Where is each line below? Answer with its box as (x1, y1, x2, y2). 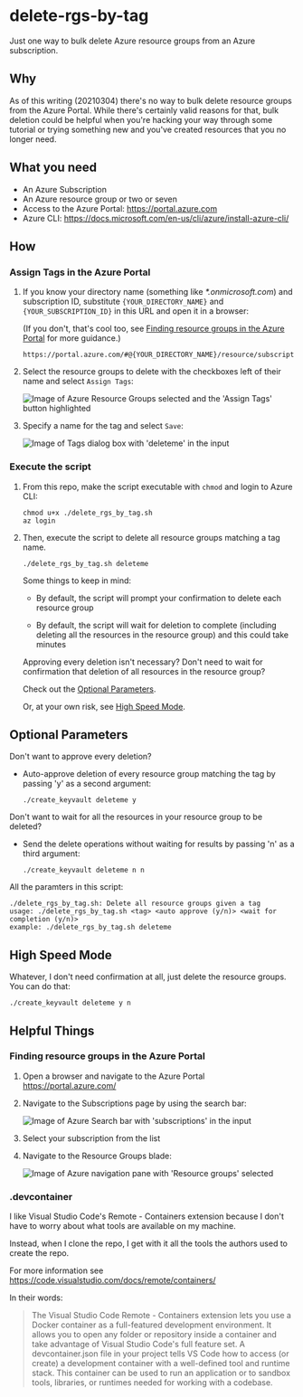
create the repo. (9, 1248, 70, 1259)
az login (22, 516, 56, 525)
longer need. (9, 133, 57, 145)
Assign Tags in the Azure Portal (9, 266, 151, 278)
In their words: (9, 1292, 63, 1303)
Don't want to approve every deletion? (9, 751, 152, 762)
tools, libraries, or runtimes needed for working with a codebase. (31, 1377, 273, 1388)
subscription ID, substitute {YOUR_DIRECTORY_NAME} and (22, 296, 224, 307)
